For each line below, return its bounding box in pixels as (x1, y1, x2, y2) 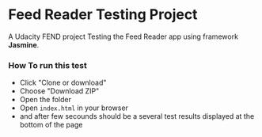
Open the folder (19, 95, 71, 105)
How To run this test (8, 59, 87, 70)
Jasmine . (8, 40, 40, 49)
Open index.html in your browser (19, 103, 129, 112)
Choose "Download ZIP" (19, 86, 100, 96)
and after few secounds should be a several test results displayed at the (19, 112, 255, 121)
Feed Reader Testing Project (8, 6, 198, 24)
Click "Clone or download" (19, 78, 107, 88)
